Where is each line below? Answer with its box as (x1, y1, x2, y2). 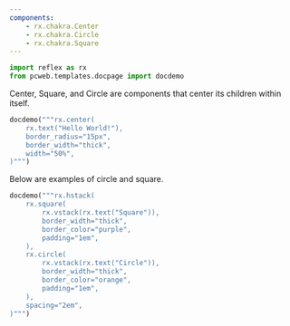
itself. (9, 98, 30, 109)
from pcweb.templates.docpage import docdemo (9, 72, 184, 81)
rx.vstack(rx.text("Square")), (42, 208, 160, 217)
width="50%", (25, 149, 75, 158)
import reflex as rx (9, 63, 88, 72)
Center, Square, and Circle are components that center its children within (9, 88, 282, 99)
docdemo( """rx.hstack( (9, 191, 95, 200)
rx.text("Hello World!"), (25, 123, 124, 132)
